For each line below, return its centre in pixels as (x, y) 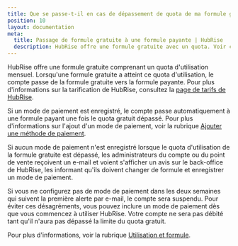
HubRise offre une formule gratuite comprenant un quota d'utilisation (108, 67)
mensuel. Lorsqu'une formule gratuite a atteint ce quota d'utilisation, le (110, 74)
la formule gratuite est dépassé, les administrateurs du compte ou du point (116, 155)
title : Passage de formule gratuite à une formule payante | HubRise (118, 40)
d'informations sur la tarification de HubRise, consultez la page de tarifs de (117, 90)
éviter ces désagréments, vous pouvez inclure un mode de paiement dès (114, 206)
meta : (15, 34)
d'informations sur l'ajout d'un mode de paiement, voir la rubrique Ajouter (114, 126)
